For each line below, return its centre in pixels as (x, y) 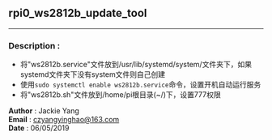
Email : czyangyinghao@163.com (64, 120)
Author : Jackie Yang (44, 111)
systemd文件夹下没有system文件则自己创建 (93, 74)
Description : (34, 45)
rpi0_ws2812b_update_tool (78, 13)
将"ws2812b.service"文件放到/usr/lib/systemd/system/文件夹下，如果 (136, 65)
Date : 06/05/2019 (39, 128)
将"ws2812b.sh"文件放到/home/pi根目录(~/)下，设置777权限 (120, 95)
